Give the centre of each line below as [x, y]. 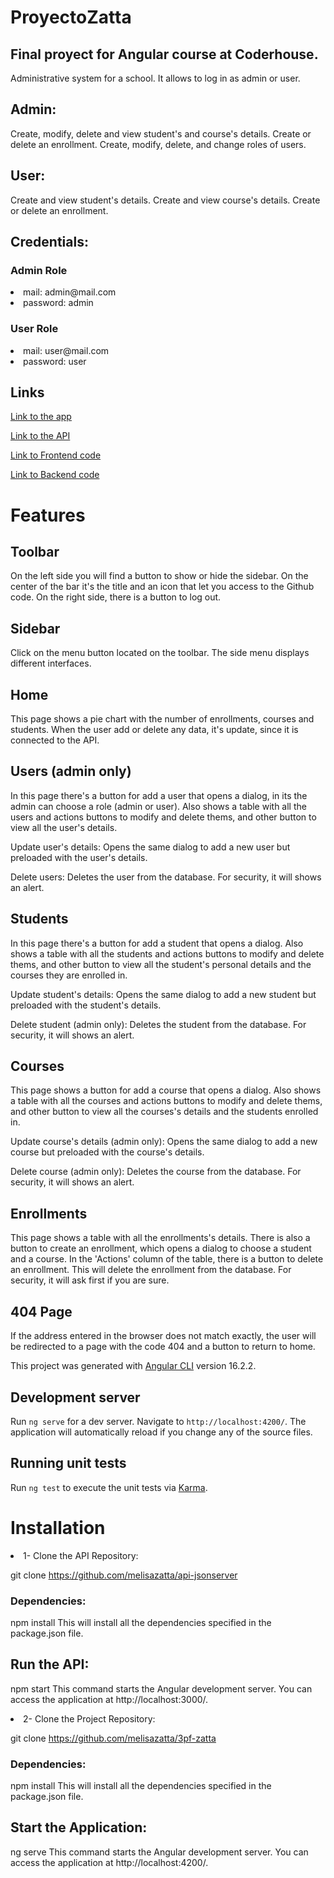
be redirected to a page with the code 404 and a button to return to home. [163, 1347]
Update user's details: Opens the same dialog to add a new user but [150, 847]
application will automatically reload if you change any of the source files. [161, 1432]
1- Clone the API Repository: [81, 1555]
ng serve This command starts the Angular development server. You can [159, 1852]
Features [48, 515]
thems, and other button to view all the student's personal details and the [161, 964]
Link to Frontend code [56, 455]
